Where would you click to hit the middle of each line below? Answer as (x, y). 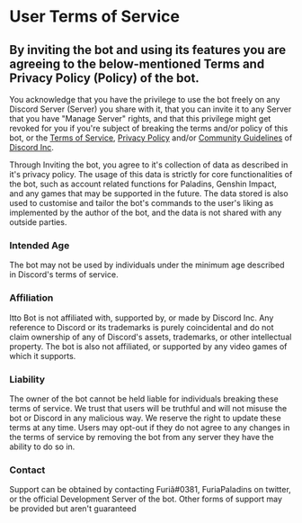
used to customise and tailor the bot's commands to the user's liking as (142, 203)
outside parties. (38, 222)
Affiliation (31, 298)
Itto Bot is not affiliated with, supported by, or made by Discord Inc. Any (142, 318)
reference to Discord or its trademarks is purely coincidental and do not (142, 327)
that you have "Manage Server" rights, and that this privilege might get (140, 118)
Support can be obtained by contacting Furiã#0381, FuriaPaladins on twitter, (151, 490)
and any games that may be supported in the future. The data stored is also (149, 194)
